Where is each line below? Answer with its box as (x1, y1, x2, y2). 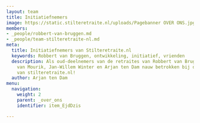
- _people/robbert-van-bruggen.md (6, 31, 92, 37)
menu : (6, 81, 20, 87)
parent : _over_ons (17, 97, 62, 103)
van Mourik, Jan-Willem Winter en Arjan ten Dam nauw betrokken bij (17, 64, 190, 70)
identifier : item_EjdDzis (17, 102, 82, 109)
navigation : (11, 86, 42, 92)
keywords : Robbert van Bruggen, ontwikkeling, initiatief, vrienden (11, 53, 185, 59)
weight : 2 (17, 92, 42, 97)
